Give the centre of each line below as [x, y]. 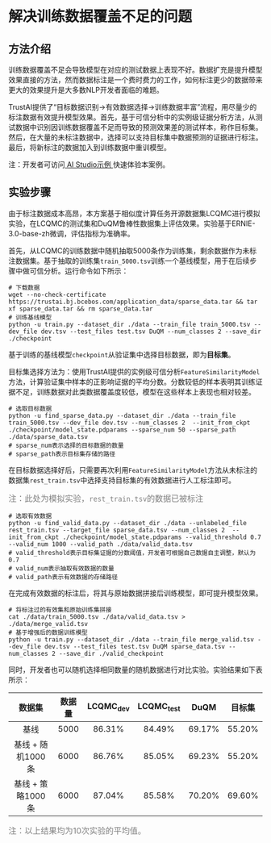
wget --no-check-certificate [57, 294]
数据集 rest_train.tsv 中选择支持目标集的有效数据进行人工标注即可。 [122, 480]
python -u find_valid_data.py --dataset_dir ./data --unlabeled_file [128, 523]
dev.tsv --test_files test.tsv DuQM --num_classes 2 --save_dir [151, 332]
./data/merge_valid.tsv [48, 624]
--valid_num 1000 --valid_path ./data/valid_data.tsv [101, 544]
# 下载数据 [24, 287]
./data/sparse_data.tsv [48, 436]
